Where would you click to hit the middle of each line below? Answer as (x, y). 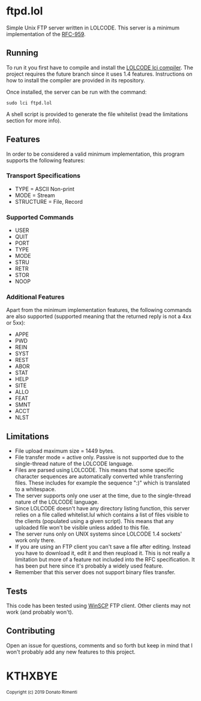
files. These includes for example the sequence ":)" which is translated (102, 483)
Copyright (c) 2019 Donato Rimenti (42, 692)
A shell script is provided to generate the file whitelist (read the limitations (97, 114)
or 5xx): (16, 323)
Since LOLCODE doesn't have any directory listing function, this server (102, 509)
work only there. (35, 540)
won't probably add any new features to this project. (71, 652)
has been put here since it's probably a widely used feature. (89, 566)
